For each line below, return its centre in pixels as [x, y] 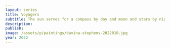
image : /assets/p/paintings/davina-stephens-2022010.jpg [67, 33]
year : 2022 [17, 38]
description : [19, 24]
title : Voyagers [22, 14]
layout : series [21, 10]
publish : [14, 28]
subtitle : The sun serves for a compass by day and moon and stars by [81, 19]
